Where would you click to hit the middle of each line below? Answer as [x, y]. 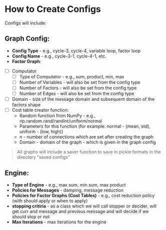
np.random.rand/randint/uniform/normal [60, 121]
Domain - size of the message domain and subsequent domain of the [83, 99]
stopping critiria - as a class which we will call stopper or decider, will [84, 206]
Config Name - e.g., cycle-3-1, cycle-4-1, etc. [59, 56]
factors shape [26, 105]
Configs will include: [26, 23]
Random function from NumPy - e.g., [57, 116]
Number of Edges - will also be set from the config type [77, 94]
